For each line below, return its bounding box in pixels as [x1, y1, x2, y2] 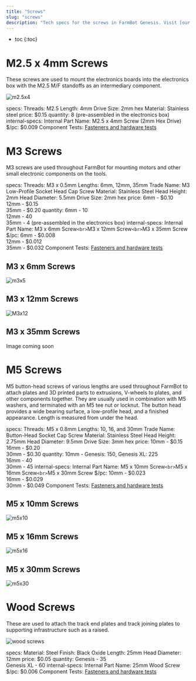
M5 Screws [6, 363, 62, 376]
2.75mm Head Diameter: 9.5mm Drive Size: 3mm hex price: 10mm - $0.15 [6, 437, 183, 445]
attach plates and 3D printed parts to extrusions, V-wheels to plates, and [6, 389, 182, 396]
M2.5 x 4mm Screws [6, 57, 109, 70]
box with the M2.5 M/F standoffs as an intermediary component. [6, 82, 162, 89]
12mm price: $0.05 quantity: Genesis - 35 [6, 656, 107, 662]
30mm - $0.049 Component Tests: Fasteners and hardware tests [6, 482, 163, 489]
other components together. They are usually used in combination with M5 [6, 395, 187, 402]
